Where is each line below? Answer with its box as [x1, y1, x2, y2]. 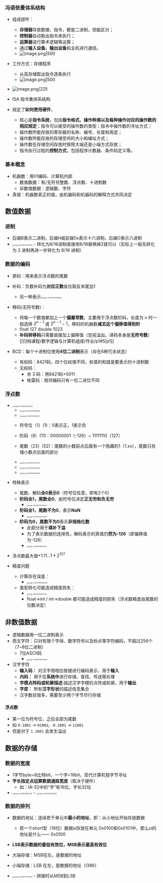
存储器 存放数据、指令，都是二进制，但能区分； [19, 27, 114, 33]
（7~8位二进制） [12, 644, 46, 650]
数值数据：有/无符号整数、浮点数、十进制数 [19, 179, 107, 185]
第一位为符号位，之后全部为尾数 [12, 716, 77, 722]
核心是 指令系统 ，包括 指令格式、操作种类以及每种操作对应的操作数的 [19, 117, 157, 123]
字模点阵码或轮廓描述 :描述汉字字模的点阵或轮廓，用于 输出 [19, 680, 137, 686]
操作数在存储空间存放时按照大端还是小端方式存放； [19, 141, 122, 147]
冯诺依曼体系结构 [5, 4, 45, 11]
